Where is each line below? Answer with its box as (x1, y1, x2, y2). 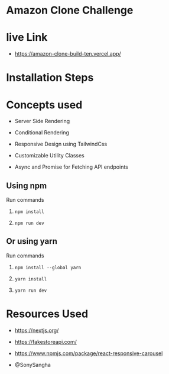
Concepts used (6, 98, 83, 111)
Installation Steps (6, 71, 94, 85)
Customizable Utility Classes (14, 152, 84, 159)
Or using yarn (6, 236, 57, 246)
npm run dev (14, 220, 44, 227)
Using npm (6, 180, 47, 191)
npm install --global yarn (14, 265, 82, 270)
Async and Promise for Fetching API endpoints (14, 163, 128, 170)
